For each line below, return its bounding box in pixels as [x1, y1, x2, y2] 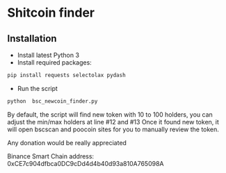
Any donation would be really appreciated [7, 138, 127, 147]
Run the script [17, 84, 58, 92]
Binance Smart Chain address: [7, 151, 95, 160]
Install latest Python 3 [17, 51, 80, 59]
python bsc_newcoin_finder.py [7, 97, 98, 105]
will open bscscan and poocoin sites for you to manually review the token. [7, 125, 219, 133]
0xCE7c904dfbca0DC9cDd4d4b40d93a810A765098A [7, 159, 164, 167]
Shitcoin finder [7, 5, 95, 21]
